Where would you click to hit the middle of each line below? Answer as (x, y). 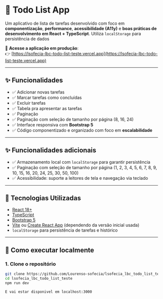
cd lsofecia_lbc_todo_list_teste (39, 278)
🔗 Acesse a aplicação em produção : (42, 48)
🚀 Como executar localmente (50, 250)
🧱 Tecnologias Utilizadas (43, 198)
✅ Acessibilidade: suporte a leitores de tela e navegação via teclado (80, 178)
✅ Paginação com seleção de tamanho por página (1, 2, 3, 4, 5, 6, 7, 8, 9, (84, 167)
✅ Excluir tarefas (29, 103)
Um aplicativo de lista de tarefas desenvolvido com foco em (65, 23)
